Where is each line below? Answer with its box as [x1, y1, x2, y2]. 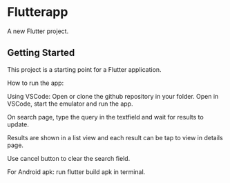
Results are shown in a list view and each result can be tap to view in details [7, 133, 223, 142]
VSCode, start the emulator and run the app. [7, 99, 133, 108]
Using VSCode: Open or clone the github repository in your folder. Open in [7, 92, 219, 100]
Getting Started [7, 47, 75, 59]
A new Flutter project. [7, 27, 69, 35]
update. [7, 120, 29, 128]
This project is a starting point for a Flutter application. [7, 65, 162, 73]
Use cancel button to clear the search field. [7, 154, 131, 162]
